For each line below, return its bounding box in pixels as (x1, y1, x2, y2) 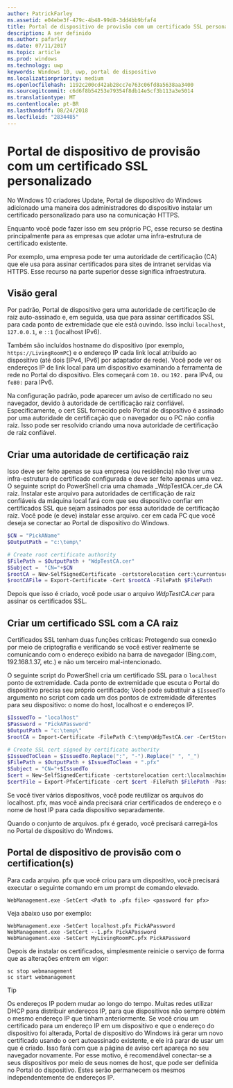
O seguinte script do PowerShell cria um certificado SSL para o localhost (7, 671, 217, 679)
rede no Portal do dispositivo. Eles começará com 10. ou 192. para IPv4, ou (7, 371, 223, 379)
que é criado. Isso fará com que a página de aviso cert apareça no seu (7, 1044, 209, 1052)
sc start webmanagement (7, 973, 76, 980)
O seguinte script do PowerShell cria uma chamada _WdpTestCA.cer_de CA (7, 482, 223, 491)
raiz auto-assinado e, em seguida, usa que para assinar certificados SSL (7, 313, 215, 322)
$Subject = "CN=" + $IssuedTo (7, 766, 89, 773)
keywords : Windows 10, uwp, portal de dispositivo (7, 68, 157, 75)
